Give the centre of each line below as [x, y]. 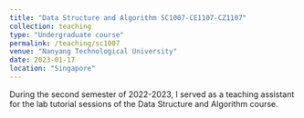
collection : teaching [51, 26]
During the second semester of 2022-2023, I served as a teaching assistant [152, 94]
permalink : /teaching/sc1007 [65, 43]
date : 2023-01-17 [42, 60]
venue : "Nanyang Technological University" [94, 52]
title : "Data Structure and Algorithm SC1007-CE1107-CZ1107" [128, 18]
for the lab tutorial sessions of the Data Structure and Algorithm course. [144, 103]
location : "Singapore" [52, 69]
